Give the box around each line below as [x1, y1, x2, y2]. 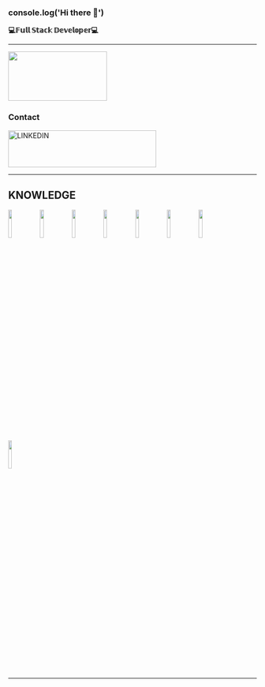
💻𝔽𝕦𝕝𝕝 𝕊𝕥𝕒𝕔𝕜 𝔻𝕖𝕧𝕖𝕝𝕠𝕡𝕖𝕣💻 [8, 25, 99, 35]
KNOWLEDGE [8, 189, 77, 202]
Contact [8, 112, 40, 123]
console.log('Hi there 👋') [8, 7, 105, 18]
